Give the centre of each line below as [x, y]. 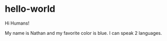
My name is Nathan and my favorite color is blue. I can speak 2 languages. [83, 33]
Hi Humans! [17, 23]
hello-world [30, 9]
